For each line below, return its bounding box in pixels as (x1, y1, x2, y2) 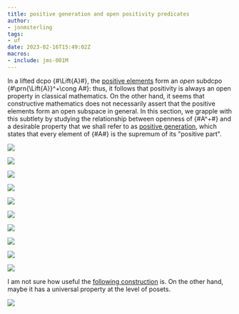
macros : (7, 51, 31, 58)
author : (7, 17, 31, 24)
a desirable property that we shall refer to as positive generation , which (7, 122, 218, 131)
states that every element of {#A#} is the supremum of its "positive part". (7, 129, 223, 138)
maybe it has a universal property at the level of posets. (7, 285, 171, 293)
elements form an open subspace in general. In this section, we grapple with (7, 106, 233, 115)
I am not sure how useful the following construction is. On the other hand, (7, 277, 223, 285)
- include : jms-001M (7, 57, 69, 64)
